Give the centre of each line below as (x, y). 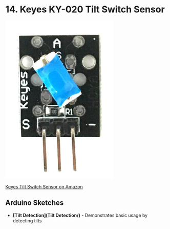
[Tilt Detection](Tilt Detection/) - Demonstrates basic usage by (80, 215)
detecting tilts (27, 221)
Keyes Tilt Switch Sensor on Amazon (44, 186)
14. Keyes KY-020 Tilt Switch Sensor (85, 9)
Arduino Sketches (35, 203)
